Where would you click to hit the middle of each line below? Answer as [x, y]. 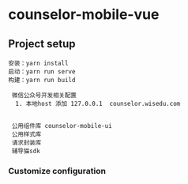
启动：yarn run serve [42, 72]
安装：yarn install [38, 63]
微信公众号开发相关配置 [44, 96]
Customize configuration [57, 171]
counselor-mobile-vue [84, 15]
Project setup [42, 44]
